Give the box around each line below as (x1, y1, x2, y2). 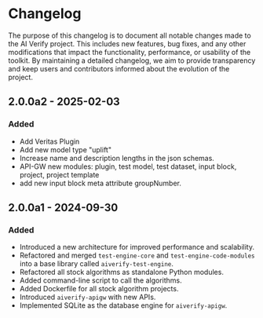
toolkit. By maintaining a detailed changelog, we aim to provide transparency (8, 56, 256, 65)
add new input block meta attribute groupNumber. (19, 178, 182, 188)
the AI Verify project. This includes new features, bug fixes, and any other (8, 38, 247, 48)
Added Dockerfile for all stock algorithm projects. (19, 284, 179, 294)
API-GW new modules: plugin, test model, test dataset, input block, (19, 162, 237, 171)
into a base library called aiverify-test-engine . (19, 259, 174, 269)
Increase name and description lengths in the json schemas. (19, 153, 214, 163)
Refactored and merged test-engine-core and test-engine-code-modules (19, 250, 255, 260)
